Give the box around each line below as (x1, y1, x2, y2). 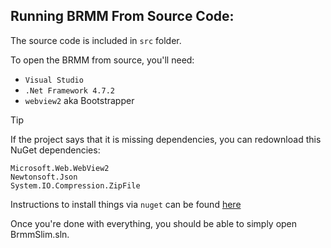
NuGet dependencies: (10, 144, 101, 156)
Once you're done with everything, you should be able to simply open (10, 217, 298, 229)
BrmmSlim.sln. (10, 228, 70, 240)
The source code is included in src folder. (10, 34, 182, 46)
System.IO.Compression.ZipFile (10, 180, 141, 191)
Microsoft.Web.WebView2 (10, 163, 110, 173)
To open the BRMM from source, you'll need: (10, 54, 195, 66)
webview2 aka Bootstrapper (24, 94, 135, 106)
